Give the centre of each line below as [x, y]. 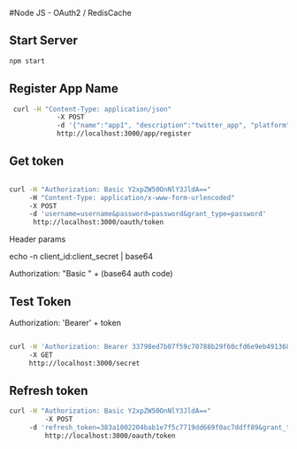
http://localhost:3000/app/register [124, 134]
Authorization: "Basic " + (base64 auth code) [91, 274]
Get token [37, 162]
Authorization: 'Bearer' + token [65, 323]
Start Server [43, 40]
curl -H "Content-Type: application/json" [92, 109]
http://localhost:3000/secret [84, 363]
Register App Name [64, 89]
